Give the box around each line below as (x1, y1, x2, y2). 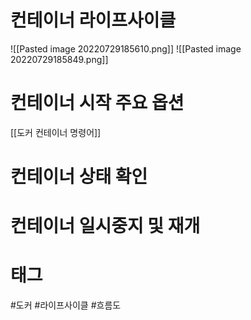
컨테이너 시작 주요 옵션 (10, 92, 185, 115)
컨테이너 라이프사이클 (10, 9, 177, 32)
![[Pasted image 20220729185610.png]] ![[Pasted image (10, 42, 242, 55)
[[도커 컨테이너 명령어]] (10, 126, 102, 138)
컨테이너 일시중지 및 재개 (10, 215, 201, 238)
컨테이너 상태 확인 (10, 166, 148, 188)
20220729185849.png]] (10, 53, 109, 65)
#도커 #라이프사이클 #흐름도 (10, 299, 122, 311)
